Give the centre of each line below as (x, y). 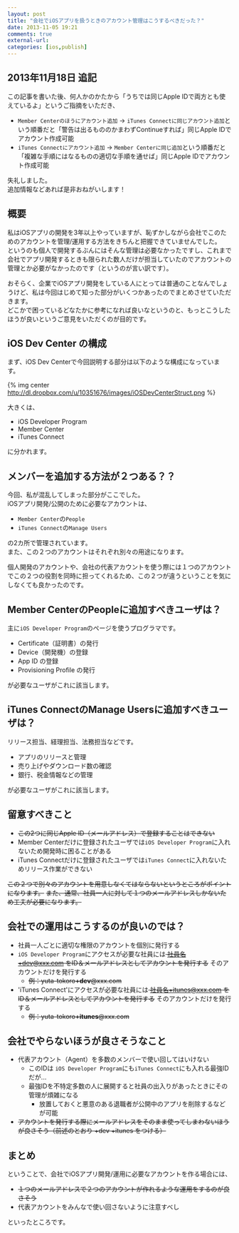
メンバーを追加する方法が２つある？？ (91, 476)
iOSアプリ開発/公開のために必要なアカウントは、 (79, 504)
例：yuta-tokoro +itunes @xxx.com (79, 1016)
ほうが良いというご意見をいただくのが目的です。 (79, 319)
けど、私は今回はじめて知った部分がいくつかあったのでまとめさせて (113, 292)
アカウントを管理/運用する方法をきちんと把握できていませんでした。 (120, 241)
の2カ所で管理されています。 (49, 543)
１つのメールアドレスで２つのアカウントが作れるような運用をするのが (121, 1189)
